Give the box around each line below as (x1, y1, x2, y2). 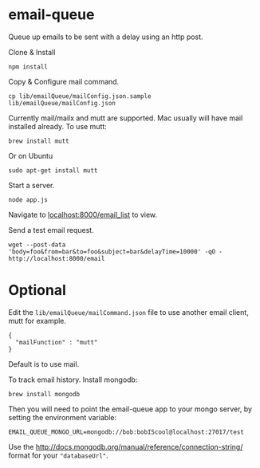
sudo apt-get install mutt (8, 166, 98, 175)
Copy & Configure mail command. (8, 77, 120, 86)
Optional (8, 281, 66, 300)
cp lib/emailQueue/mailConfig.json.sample (8, 92, 152, 100)
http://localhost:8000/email (8, 254, 105, 262)
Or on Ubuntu (8, 151, 53, 160)
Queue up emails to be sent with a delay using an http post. (8, 32, 203, 41)
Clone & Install (8, 47, 56, 57)
